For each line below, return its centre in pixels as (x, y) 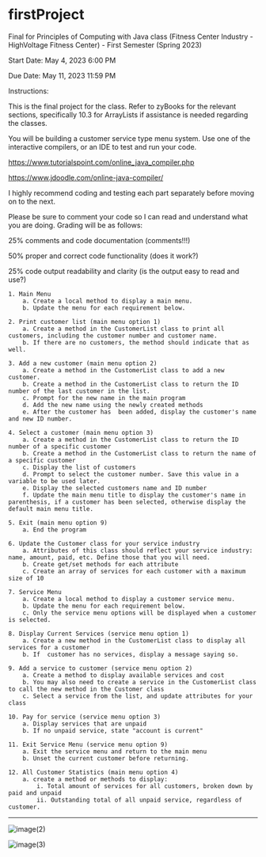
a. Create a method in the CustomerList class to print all (123, 329)
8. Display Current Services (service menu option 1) (99, 634)
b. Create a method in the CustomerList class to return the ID (131, 384)
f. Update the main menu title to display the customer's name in (134, 495)
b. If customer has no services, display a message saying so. (131, 654)
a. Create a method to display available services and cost (123, 675)
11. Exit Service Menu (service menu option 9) (88, 745)
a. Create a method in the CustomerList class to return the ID (131, 440)
